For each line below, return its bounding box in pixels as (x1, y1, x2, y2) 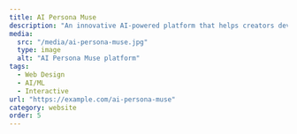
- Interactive (17, 86, 69, 95)
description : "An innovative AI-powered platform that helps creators (9, 21, 275, 30)
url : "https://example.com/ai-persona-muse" (9, 94, 176, 104)
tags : (9, 63, 29, 71)
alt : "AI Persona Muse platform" (17, 54, 141, 63)
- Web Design (17, 71, 65, 79)
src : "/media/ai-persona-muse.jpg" (17, 37, 148, 47)
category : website (9, 103, 77, 112)
